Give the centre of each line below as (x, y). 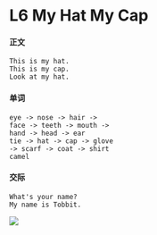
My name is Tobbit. (45, 205)
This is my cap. (39, 69)
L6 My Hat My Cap (79, 16)
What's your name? (43, 197)
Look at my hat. (39, 77)
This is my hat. (39, 62)
